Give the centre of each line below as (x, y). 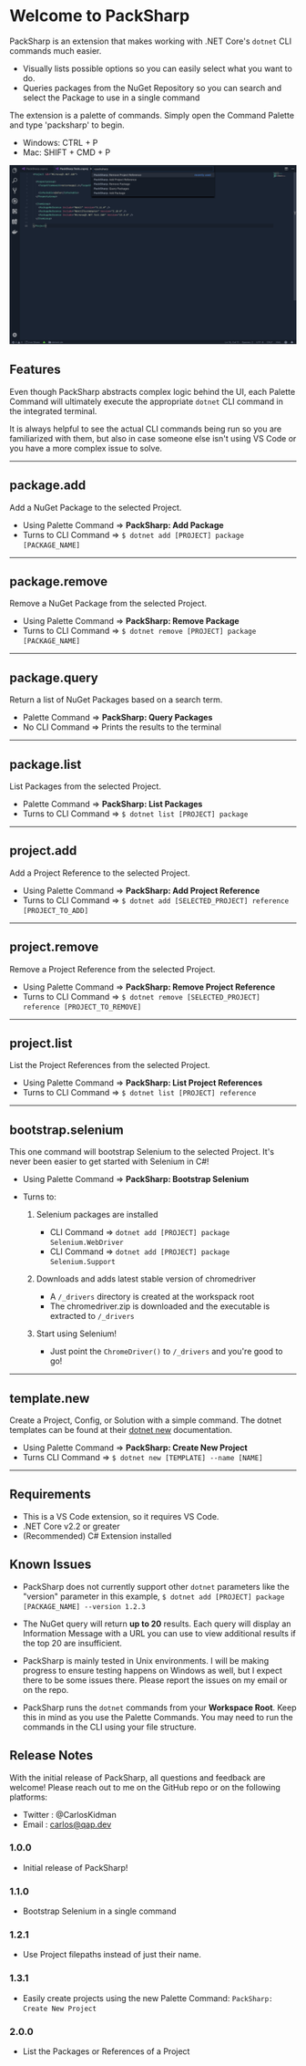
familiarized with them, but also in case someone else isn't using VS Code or (153, 438)
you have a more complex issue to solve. (86, 448)
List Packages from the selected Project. (86, 786)
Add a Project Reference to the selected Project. (100, 873)
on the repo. (46, 1689)
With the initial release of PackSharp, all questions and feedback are (138, 1777)
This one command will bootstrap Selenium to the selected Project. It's (142, 1152)
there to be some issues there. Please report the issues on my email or (155, 1680)
